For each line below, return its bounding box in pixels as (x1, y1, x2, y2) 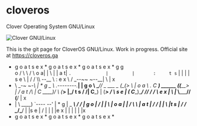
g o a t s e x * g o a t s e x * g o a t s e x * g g (14, 63, 124, 70)
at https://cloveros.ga (6, 52, 58, 59)
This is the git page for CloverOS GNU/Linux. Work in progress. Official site (6, 45, 188, 53)
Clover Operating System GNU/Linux (6, 23, 96, 30)
